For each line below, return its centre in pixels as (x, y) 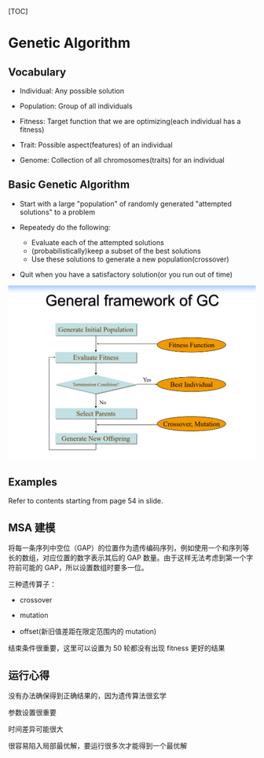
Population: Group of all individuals (76, 106)
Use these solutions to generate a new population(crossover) (130, 259)
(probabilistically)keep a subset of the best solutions (116, 251)
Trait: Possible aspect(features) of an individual (96, 145)
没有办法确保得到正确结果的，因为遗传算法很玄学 (87, 696)
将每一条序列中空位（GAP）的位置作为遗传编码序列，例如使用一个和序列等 (129, 548)
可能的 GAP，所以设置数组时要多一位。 (85, 568)
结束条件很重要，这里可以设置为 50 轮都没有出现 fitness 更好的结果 (117, 648)
